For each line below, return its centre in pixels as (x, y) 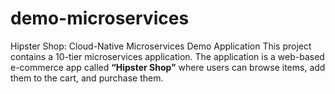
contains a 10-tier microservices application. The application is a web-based (167, 56)
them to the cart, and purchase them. (87, 78)
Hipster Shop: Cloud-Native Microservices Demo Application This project (161, 46)
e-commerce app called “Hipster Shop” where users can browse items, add (168, 67)
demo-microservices (100, 18)
